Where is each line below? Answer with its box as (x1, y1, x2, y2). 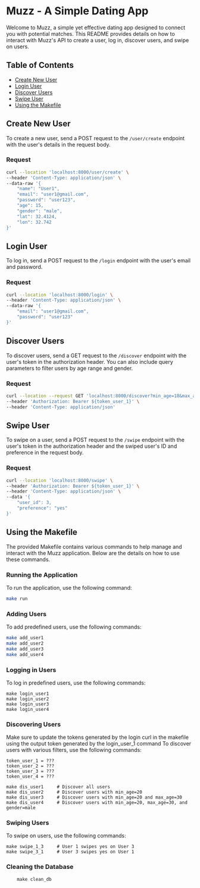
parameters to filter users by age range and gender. (6, 364, 133, 372)
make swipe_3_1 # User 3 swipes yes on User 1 (6, 849, 135, 855)
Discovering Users (6, 720, 61, 728)
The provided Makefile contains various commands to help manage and (6, 543, 183, 550)
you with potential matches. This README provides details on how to (6, 30, 176, 37)
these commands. (6, 556, 51, 563)
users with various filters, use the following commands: (6, 747, 142, 754)
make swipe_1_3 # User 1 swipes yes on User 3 (6, 844, 135, 850)
